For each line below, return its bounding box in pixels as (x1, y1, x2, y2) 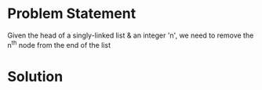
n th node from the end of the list (7, 38, 111, 49)
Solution (7, 67, 64, 85)
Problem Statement (7, 5, 136, 23)
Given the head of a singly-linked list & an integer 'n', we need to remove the (7, 31, 254, 40)
